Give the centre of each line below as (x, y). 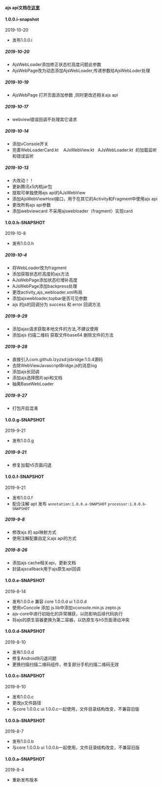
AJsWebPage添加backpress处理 (45, 286)
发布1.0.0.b (23, 742)
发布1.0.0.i (22, 40)
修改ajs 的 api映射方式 (34, 532)
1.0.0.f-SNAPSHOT (25, 476)
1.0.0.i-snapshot (22, 19)
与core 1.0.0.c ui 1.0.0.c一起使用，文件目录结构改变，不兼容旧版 (76, 709)
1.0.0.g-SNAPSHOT (25, 420)
